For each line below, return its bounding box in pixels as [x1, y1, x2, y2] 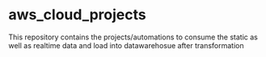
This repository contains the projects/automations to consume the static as [8, 32, 259, 42]
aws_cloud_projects [8, 6, 147, 24]
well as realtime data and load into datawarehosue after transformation [8, 40, 244, 50]
